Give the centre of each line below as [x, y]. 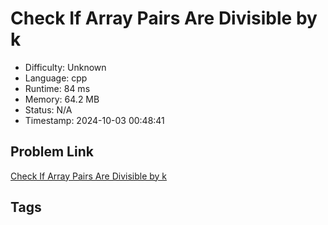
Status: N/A [48, 109]
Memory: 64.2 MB [62, 99]
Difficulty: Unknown [65, 67]
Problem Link [52, 152]
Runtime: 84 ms [57, 88]
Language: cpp [56, 78]
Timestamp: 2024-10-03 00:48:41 [94, 120]
